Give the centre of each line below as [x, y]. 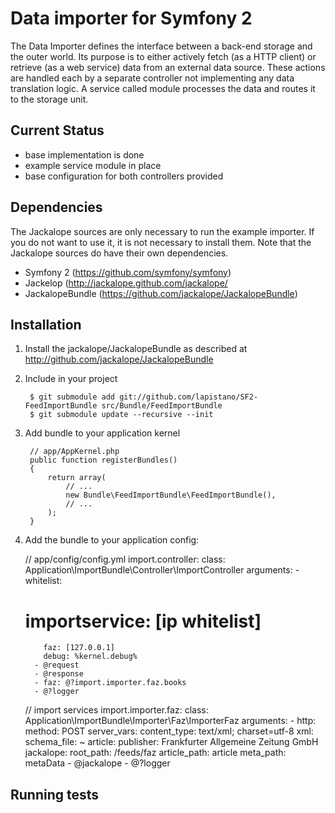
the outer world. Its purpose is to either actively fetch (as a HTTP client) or [163, 56]
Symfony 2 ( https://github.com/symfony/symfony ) [128, 272]
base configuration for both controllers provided [124, 176]
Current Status [57, 130]
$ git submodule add [72, 397]
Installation [46, 324]
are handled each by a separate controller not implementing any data [152, 78]
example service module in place [93, 165]
